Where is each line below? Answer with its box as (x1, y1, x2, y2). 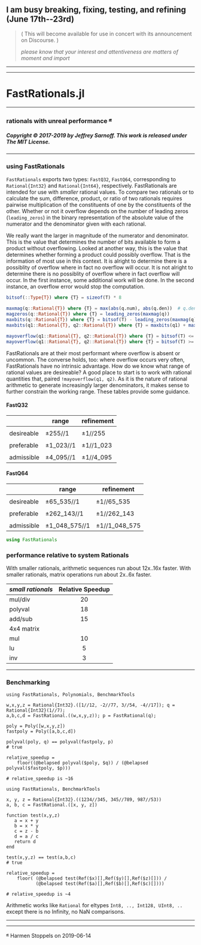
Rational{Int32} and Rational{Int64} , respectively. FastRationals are (6, 182, 177, 190)
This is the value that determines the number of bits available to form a (6, 238, 181, 245)
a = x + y (14, 818, 39, 824)
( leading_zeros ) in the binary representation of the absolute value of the (6, 214, 184, 221)
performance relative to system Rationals (6, 551, 129, 559)
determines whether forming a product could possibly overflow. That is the (6, 251, 191, 259)
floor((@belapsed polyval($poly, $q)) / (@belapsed (17, 760, 148, 766)
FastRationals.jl (6, 87, 85, 100)
